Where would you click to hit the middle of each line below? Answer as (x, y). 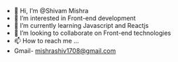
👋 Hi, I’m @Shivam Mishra (51, 11)
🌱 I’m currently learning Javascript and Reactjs (81, 25)
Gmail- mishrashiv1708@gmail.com (65, 51)
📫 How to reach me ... (46, 41)
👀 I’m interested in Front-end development (75, 18)
